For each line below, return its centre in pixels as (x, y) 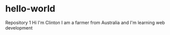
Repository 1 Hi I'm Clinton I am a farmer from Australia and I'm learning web (85, 22)
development (19, 27)
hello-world (30, 9)
